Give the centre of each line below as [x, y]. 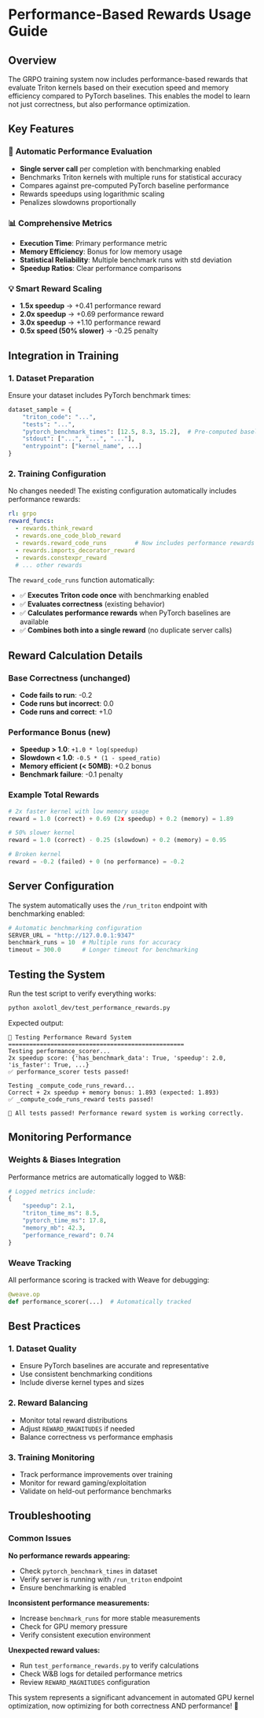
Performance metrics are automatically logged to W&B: [97, 1177]
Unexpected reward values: [54, 1650]
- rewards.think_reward [54, 529]
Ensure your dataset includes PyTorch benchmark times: [99, 395]
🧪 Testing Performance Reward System [70, 1037]
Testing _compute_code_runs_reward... [71, 1085]
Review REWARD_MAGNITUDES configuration [85, 1682]
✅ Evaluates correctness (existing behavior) [92, 604]
